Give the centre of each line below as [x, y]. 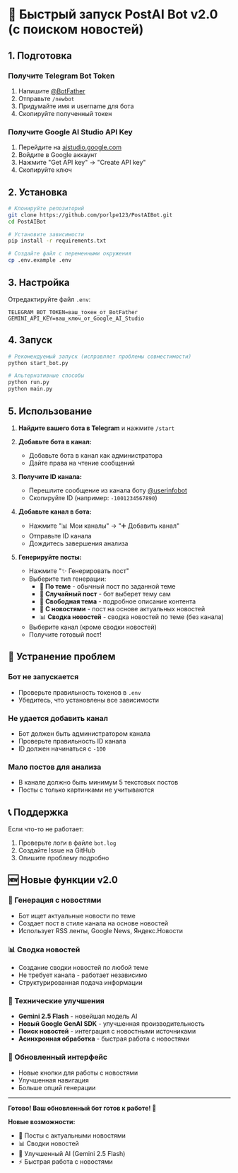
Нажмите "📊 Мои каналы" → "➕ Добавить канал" [104, 526]
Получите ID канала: [50, 476]
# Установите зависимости [46, 234]
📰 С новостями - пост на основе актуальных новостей [122, 608]
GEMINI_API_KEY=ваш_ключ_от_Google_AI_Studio [76, 318]
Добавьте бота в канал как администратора [96, 455]
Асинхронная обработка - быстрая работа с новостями [104, 1039]
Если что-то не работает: [46, 829]
